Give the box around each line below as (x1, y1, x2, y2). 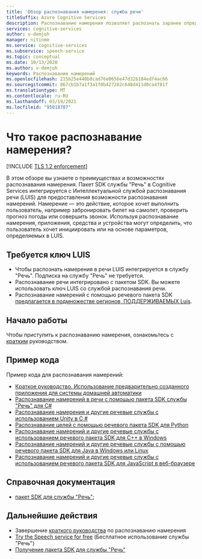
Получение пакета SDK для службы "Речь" (14, 546, 126, 553)
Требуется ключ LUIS (6, 250, 91, 260)
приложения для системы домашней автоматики (14, 389, 142, 396)
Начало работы (6, 315, 68, 326)
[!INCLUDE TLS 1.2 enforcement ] (6, 163, 88, 170)
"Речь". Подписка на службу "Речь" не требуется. (14, 272, 144, 279)
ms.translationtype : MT (6, 87, 66, 93)
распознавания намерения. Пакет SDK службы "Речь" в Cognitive (6, 181, 176, 188)
